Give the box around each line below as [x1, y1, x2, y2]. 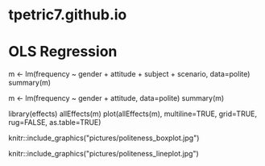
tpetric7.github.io [8, 6, 127, 24]
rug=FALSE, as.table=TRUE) [8, 118, 101, 127]
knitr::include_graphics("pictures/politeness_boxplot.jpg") [8, 133, 200, 143]
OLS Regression [8, 43, 118, 61]
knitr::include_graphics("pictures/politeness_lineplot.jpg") [8, 149, 199, 159]
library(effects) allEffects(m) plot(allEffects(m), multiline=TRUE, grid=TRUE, [8, 109, 258, 118]
